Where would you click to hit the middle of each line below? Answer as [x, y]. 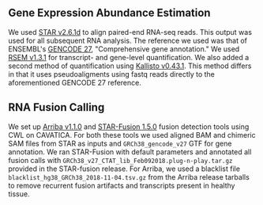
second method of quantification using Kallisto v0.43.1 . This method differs [130, 66]
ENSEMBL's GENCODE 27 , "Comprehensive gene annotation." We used [124, 49]
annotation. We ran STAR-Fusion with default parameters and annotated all [130, 152]
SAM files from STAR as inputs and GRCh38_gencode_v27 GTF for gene [120, 143]
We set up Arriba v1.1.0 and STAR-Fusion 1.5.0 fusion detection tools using [129, 127]
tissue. [19, 194]
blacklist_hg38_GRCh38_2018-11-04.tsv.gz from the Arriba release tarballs [129, 177]
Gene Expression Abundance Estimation [109, 13]
